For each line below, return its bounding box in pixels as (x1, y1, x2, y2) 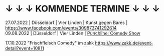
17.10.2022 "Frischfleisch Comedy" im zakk (5, 39, 94, 45)
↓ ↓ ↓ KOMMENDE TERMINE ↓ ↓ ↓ (5, 3, 160, 14)
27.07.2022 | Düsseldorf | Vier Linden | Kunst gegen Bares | (5, 19, 128, 25)
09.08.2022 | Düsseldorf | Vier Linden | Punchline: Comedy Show (5, 30, 140, 36)
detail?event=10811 (5, 45, 44, 51)
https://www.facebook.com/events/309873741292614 (5, 24, 117, 30)
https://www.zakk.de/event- (95, 39, 153, 45)
